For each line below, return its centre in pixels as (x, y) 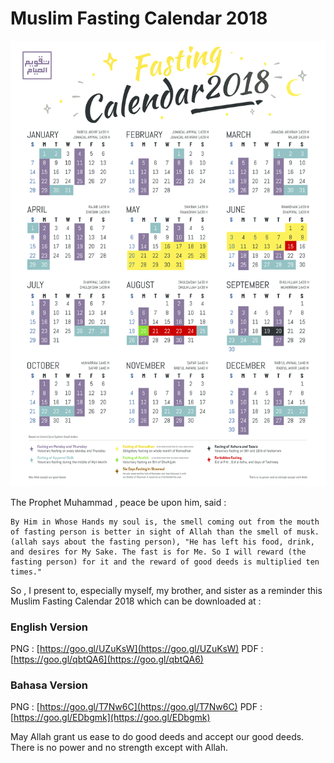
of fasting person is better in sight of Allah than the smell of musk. (165, 532)
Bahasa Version (49, 685)
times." (26, 572)
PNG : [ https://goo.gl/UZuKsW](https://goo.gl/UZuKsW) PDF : (137, 649)
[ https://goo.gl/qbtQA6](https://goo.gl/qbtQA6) (107, 659)
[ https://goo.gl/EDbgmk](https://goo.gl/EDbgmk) (110, 718)
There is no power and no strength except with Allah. (119, 748)
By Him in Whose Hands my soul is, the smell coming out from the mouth (165, 522)
